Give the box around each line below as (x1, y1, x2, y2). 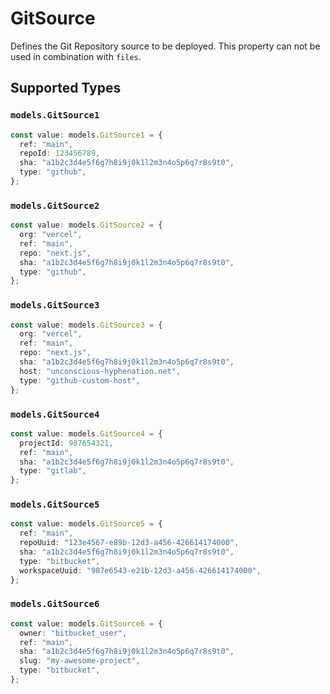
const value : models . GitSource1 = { (10, 130, 163, 140)
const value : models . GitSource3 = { (10, 320, 163, 330)
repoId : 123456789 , (19, 148, 101, 159)
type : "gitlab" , (19, 466, 87, 476)
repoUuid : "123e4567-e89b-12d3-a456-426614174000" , (19, 538, 240, 548)
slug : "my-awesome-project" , (19, 656, 141, 666)
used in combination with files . (10, 50, 142, 62)
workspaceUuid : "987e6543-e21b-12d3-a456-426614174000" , (19, 565, 262, 576)
